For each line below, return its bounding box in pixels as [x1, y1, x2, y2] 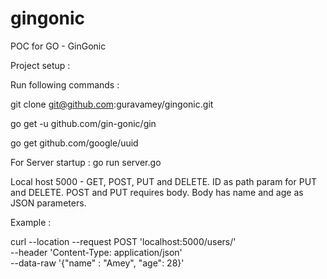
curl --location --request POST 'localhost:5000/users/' [10, 235, 237, 247]
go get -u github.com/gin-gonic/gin [10, 117, 157, 129]
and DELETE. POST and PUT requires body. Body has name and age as [10, 186, 304, 198]
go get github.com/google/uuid [10, 137, 139, 149]
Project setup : [10, 59, 71, 71]
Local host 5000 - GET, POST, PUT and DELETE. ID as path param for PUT [10, 175, 318, 187]
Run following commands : [10, 78, 120, 91]
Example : [10, 216, 52, 228]
